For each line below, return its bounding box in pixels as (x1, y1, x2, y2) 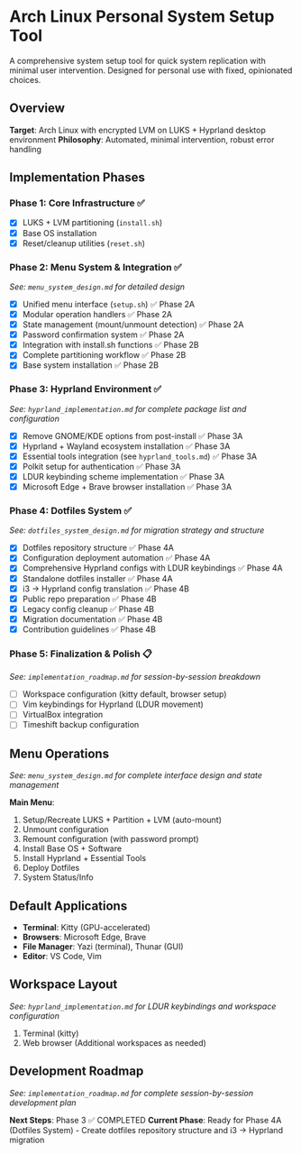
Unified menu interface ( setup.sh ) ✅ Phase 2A (22, 298, 196, 309)
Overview (9, 101, 66, 116)
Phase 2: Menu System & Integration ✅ (9, 261, 182, 273)
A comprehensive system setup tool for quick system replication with (9, 55, 266, 66)
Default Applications (9, 898, 128, 913)
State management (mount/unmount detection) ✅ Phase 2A (22, 319, 244, 330)
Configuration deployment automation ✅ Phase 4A (22, 553, 211, 563)
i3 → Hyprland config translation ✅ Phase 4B (22, 583, 190, 594)
